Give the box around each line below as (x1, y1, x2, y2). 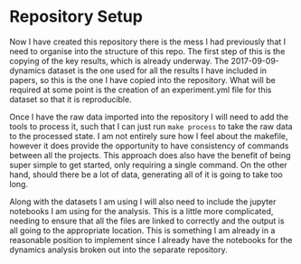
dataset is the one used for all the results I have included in (47, 65, 268, 76)
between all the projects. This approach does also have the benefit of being (9, 149, 291, 160)
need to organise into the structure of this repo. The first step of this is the (9, 45, 286, 56)
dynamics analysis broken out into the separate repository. (9, 244, 228, 255)
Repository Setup (9, 6, 143, 27)
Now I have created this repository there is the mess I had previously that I (9, 36, 287, 47)
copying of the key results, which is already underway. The (9, 55, 229, 66)
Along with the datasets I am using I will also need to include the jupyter (9, 196, 277, 207)
